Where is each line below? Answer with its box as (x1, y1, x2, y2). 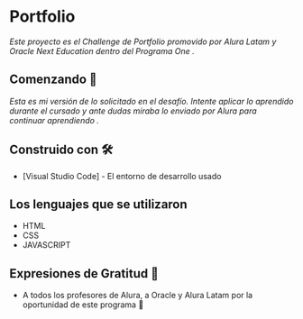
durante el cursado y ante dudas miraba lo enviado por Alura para (9, 105, 257, 116)
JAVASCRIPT (22, 240, 71, 251)
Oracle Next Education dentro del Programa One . (9, 45, 196, 56)
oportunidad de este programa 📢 (22, 299, 144, 310)
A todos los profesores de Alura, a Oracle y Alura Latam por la (22, 290, 253, 301)
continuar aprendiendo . (9, 114, 99, 125)
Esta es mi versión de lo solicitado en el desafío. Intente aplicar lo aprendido (9, 96, 294, 106)
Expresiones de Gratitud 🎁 (9, 266, 160, 281)
